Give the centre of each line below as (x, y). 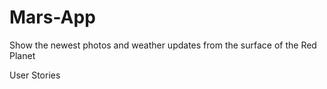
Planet (22, 55)
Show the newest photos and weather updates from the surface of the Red (163, 45)
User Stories (35, 75)
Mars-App (52, 17)
